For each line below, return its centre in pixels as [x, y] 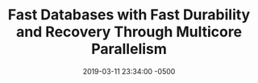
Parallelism [129, 49]
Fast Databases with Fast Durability [129, 15]
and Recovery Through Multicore [129, 32]
